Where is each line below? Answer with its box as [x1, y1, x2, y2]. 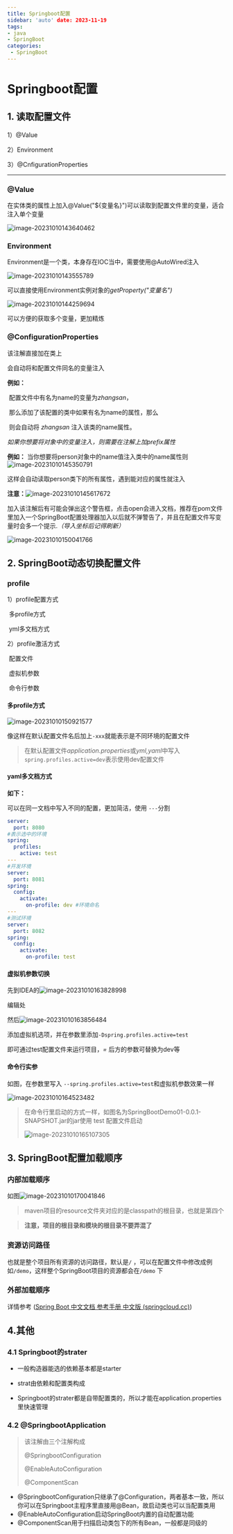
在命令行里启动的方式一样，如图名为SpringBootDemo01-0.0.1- [24, 1108, 202, 1116]
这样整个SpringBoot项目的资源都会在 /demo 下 [34, 1266, 164, 1275]
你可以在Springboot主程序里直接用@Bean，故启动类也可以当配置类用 [17, 1501, 216, 1510]
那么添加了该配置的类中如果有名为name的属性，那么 [8, 408, 159, 416]
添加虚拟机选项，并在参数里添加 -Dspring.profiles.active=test [7, 1030, 189, 1039]
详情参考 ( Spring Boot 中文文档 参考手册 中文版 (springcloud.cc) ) [7, 1302, 193, 1311]
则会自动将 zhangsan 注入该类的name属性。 [8, 422, 137, 431]
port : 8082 [13, 927, 45, 934]
